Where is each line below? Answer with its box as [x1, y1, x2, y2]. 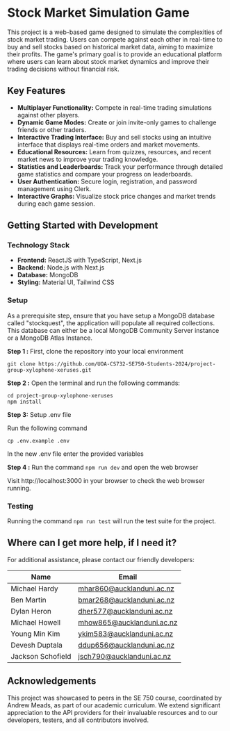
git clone [7, 360, 36, 368]
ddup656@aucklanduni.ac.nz [78, 640, 175, 650]
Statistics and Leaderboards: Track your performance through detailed [17, 162, 224, 171]
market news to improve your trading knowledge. [17, 155, 158, 163]
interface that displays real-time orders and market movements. [17, 140, 200, 149]
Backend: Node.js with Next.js [17, 263, 105, 272]
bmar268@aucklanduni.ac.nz [78, 595, 175, 605]
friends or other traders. [17, 125, 87, 133]
